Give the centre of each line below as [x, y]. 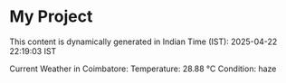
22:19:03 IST [33, 51]
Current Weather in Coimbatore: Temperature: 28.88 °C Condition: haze [143, 69]
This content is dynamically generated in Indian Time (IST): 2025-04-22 [143, 41]
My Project [51, 17]
